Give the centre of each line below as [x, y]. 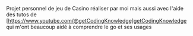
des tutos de [21, 15]
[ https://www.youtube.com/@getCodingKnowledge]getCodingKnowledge [96, 21]
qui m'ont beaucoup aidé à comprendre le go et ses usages [79, 27]
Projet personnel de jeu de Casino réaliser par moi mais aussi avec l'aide [95, 8]
